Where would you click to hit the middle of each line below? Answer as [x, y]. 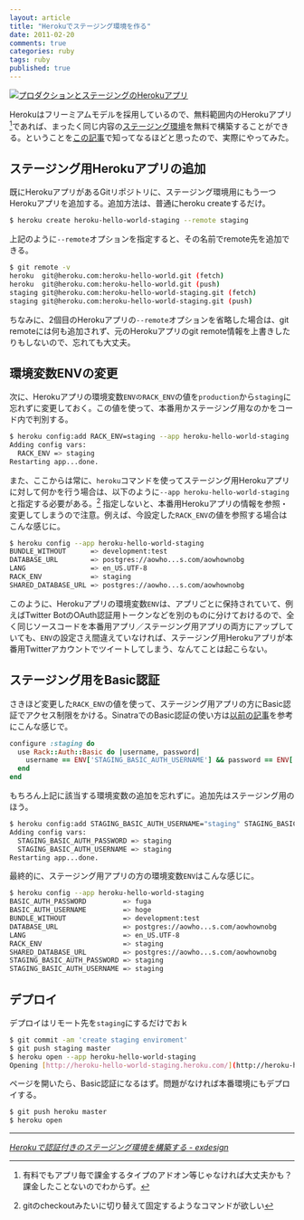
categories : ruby [42, 52]
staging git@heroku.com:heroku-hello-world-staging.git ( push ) [131, 301]
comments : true [38, 43]
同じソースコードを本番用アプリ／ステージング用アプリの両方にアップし [152, 626]
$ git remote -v [40, 268]
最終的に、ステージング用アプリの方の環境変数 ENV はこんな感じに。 [134, 876]
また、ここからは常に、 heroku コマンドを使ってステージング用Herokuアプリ [150, 480]
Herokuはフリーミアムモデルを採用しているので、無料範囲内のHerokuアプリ [151, 114]
